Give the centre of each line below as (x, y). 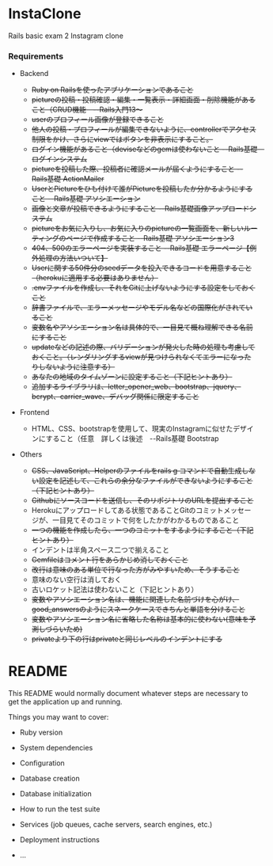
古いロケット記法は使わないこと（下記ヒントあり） (115, 590)
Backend (34, 74)
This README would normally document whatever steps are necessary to (128, 693)
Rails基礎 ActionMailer (68, 179)
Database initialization (56, 794)
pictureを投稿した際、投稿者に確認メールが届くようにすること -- (137, 169)
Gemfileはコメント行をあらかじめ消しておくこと (110, 560)
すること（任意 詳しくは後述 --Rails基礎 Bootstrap (132, 439)
